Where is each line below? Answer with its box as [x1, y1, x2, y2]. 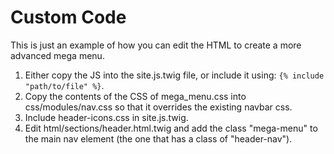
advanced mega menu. [10, 49, 105, 61]
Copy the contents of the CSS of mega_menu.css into [24, 90, 247, 102]
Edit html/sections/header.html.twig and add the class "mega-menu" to [24, 122, 318, 134]
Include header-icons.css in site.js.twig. [24, 111, 189, 123]
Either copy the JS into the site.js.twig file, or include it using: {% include [24, 69, 325, 81]
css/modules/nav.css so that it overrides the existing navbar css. [24, 101, 293, 113]
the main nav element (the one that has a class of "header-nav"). [24, 132, 293, 145]
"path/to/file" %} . [24, 79, 105, 91]
